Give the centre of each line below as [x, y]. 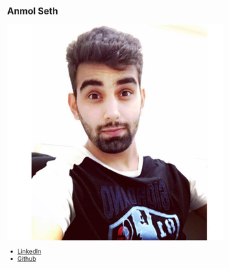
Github [26, 258]
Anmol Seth [33, 11]
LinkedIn [29, 251]
